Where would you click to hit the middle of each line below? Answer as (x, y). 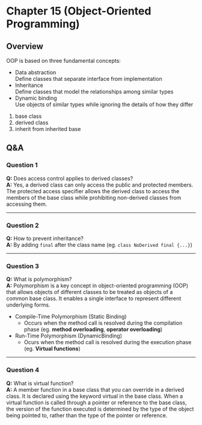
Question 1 (22, 165)
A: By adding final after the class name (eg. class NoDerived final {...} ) (99, 244)
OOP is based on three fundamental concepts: (64, 61)
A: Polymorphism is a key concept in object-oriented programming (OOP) (97, 286)
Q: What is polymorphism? (39, 280)
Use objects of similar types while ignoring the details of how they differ (104, 104)
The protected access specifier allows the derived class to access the (93, 191)
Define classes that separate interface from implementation (88, 79)
